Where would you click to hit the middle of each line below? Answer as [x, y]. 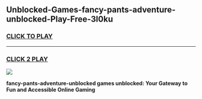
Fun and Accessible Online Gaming [51, 89]
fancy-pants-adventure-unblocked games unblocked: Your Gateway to [97, 83]
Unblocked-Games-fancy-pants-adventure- [91, 10]
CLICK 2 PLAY [27, 59]
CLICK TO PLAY [29, 37]
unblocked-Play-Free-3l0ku [60, 19]
